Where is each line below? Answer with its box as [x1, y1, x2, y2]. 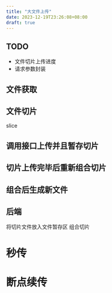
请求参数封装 [14, 66, 46, 73]
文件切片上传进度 [14, 58, 56, 65]
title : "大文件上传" [6, 8, 52, 15]
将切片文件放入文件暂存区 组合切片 [6, 223, 90, 230]
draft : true [6, 19, 35, 25]
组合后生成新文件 [6, 184, 68, 195]
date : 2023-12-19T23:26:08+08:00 [6, 14, 88, 20]
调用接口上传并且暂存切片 [6, 141, 99, 151]
